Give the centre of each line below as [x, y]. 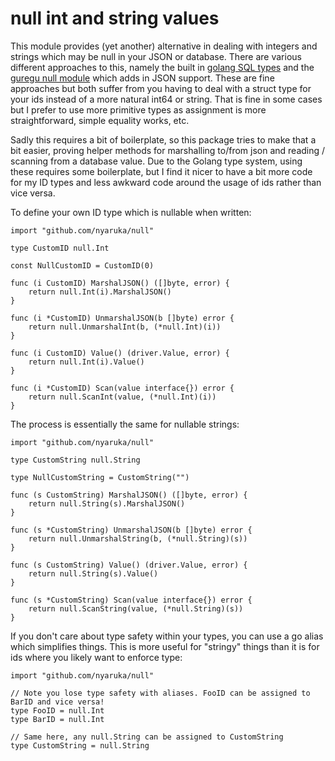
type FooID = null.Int [57, 710]
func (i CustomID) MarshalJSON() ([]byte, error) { [120, 283]
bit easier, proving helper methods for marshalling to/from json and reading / [168, 150]
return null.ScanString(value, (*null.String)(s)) [136, 608]
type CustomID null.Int [60, 248]
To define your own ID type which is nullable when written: [131, 212]
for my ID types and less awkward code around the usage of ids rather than [166, 182]
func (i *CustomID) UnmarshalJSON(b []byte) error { [122, 318]
